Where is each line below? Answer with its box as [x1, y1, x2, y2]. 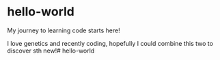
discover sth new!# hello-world [7, 47, 95, 55]
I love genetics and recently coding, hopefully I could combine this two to [7, 39, 214, 47]
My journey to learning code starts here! [7, 26, 121, 34]
